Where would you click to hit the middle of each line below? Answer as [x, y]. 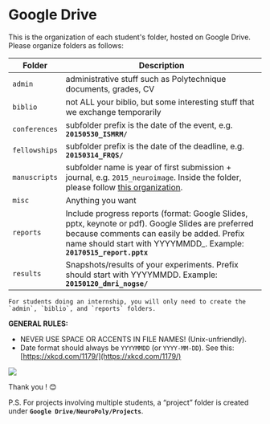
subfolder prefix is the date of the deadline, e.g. [155, 146]
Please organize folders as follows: [66, 45]
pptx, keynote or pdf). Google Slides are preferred [160, 223]
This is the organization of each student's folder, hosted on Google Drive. [130, 37]
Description [162, 65]
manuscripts [35, 177]
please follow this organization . [124, 187]
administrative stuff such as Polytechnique [146, 79]
